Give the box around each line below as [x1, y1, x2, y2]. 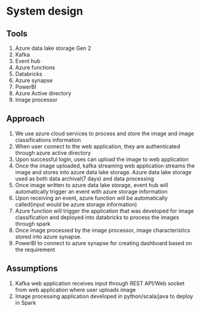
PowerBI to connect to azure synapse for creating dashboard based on [15, 239, 193, 246]
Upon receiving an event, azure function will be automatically [15, 194, 168, 202]
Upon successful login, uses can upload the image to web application [15, 155, 189, 163]
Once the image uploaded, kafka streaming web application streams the [15, 162, 195, 169]
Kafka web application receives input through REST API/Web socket [15, 279, 185, 287]
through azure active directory [15, 149, 91, 156]
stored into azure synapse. [15, 232, 82, 240]
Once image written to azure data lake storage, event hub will [15, 181, 168, 189]
